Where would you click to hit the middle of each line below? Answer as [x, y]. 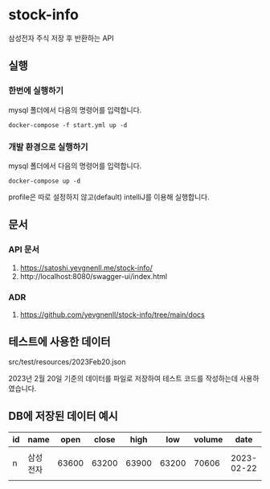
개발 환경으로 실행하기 [48, 146]
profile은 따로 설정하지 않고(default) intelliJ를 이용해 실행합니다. [109, 197]
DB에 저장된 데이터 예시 [63, 416]
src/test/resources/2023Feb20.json [67, 362]
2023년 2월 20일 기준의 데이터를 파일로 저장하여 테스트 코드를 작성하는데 [123, 378]
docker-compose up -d [45, 181]
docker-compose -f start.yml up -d [68, 125]
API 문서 [24, 249]
